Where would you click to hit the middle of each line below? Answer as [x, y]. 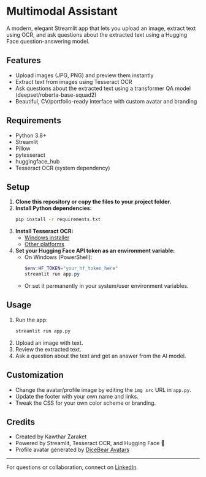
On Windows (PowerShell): [58, 257]
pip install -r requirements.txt [58, 220]
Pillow [23, 148]
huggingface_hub [37, 161]
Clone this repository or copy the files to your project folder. [93, 202]
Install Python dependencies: [53, 208]
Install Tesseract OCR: [44, 231]
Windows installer [47, 238]
